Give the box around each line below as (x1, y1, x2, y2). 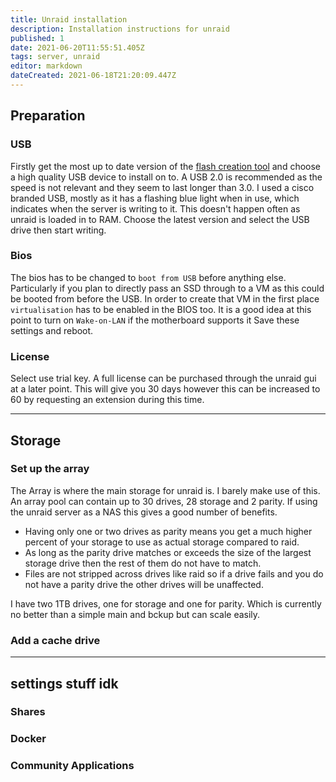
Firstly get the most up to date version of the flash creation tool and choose (10, 160, 322, 172)
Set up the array (10, 462, 90, 476)
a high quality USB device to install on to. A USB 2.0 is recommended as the (10, 171, 323, 183)
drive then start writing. (10, 224, 107, 236)
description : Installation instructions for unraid (10, 24, 230, 34)
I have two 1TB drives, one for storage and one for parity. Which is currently (10, 597, 322, 610)
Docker (10, 732, 47, 746)
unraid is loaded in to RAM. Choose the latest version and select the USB (10, 213, 310, 225)
